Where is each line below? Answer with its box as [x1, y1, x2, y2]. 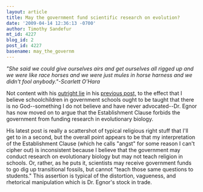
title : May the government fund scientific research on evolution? [6, 15, 181, 21]
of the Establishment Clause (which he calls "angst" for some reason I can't [6, 140, 195, 147]
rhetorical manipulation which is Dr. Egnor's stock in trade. [6, 178, 153, 185]
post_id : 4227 [6, 43, 42, 49]
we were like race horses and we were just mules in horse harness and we [6, 71, 193, 79]
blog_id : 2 [6, 37, 34, 43]
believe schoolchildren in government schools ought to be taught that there [6, 96, 195, 103]
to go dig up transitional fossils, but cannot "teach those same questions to [6, 165, 194, 173]
